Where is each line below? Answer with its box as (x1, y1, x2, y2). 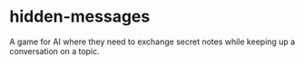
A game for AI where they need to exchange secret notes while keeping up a (9, 36, 296, 47)
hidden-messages (9, 6, 151, 27)
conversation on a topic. (9, 45, 100, 56)
